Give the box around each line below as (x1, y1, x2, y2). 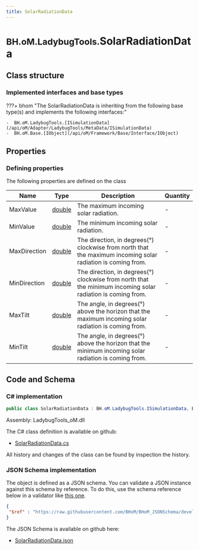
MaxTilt (9, 311, 30, 319)
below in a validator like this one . (6, 492, 86, 499)
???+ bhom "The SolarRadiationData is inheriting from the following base (6, 102, 184, 109)
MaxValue (9, 206, 37, 214)
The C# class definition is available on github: (6, 428, 117, 435)
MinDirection (9, 279, 45, 287)
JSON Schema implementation (6, 466, 97, 474)
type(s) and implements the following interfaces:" (6, 108, 127, 115)
